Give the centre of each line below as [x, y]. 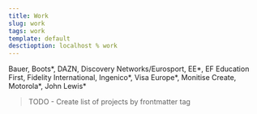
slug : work [27, 23]
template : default [39, 38]
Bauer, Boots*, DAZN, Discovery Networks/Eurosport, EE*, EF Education [129, 69]
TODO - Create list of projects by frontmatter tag [109, 102]
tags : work [27, 31]
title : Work [28, 16]
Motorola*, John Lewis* [47, 87]
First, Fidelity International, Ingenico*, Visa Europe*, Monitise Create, [122, 78]
